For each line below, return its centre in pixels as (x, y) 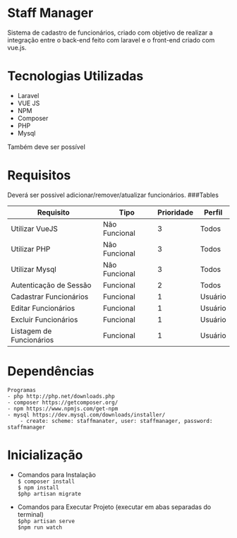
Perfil (213, 212)
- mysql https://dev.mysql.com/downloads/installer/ (86, 414)
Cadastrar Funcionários (50, 297)
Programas (22, 390)
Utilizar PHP (31, 249)
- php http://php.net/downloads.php (61, 396)
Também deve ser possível (47, 147)
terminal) (31, 514)
